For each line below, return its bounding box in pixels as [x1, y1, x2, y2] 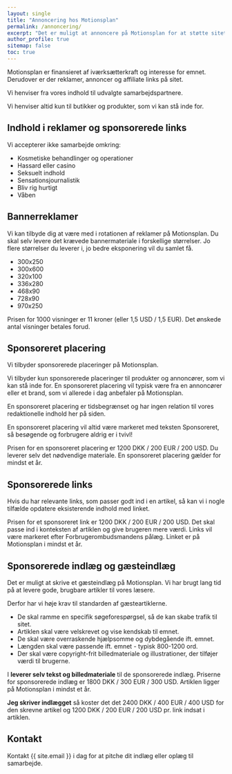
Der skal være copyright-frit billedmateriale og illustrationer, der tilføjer [17, 649, 219, 658]
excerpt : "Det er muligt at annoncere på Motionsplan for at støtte [7, 29, 209, 37]
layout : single [7, 10, 51, 17]
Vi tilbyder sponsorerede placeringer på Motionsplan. [7, 361, 159, 369]
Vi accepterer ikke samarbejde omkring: [7, 140, 121, 149]
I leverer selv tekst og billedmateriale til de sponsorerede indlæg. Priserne [7, 670, 221, 678]
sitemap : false [7, 42, 51, 49]
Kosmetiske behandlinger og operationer [17, 154, 133, 162]
